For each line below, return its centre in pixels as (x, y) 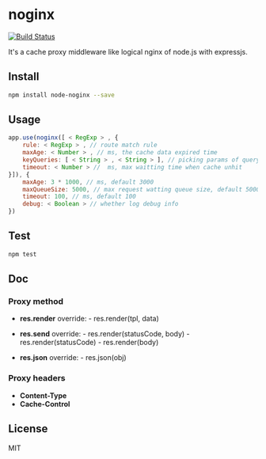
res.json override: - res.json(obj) (73, 358)
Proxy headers (37, 378)
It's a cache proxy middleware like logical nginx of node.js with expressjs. (128, 51)
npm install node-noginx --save (61, 95)
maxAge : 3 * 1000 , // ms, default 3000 (88, 182)
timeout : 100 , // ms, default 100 (79, 197)
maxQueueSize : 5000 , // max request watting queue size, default (133, 189)
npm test (23, 254)
